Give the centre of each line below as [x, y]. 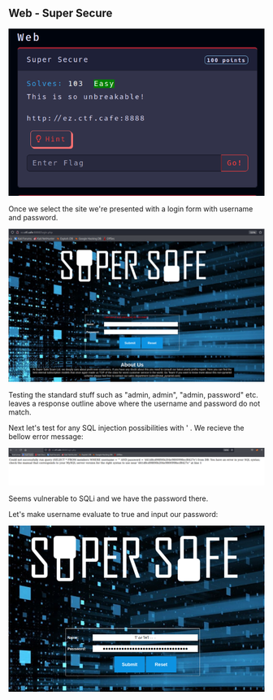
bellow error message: [46, 437]
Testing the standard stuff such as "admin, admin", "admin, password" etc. [133, 395]
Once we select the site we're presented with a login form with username [131, 209]
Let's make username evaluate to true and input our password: [113, 515]
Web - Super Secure [61, 13]
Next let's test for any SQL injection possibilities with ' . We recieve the [126, 428]
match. [20, 412]
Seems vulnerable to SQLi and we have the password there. [108, 498]
